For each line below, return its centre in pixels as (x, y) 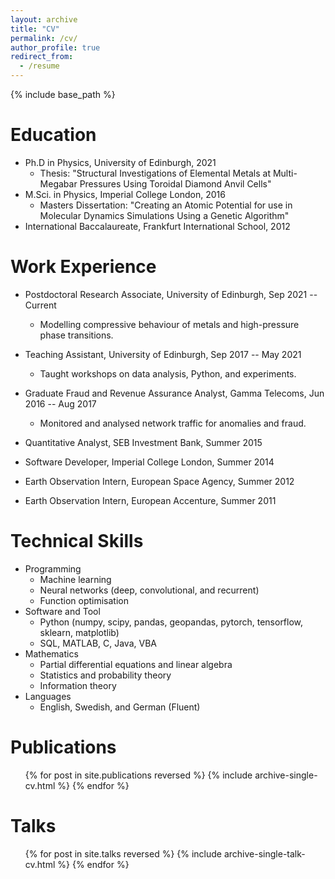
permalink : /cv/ (44, 38)
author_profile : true (55, 47)
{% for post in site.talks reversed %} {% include (123, 853)
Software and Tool (62, 611)
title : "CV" (35, 29)
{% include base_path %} (63, 94)
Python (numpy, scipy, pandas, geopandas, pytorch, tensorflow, (171, 622)
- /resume (39, 66)
